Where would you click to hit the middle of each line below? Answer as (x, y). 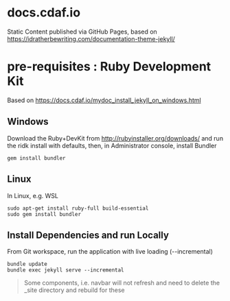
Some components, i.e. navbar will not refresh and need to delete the (122, 283)
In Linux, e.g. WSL (33, 195)
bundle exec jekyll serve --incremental (66, 270)
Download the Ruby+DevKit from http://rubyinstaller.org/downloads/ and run (115, 138)
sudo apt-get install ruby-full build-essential (78, 208)
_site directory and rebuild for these (74, 290)
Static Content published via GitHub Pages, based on (82, 32)
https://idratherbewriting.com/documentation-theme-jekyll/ (91, 38)
